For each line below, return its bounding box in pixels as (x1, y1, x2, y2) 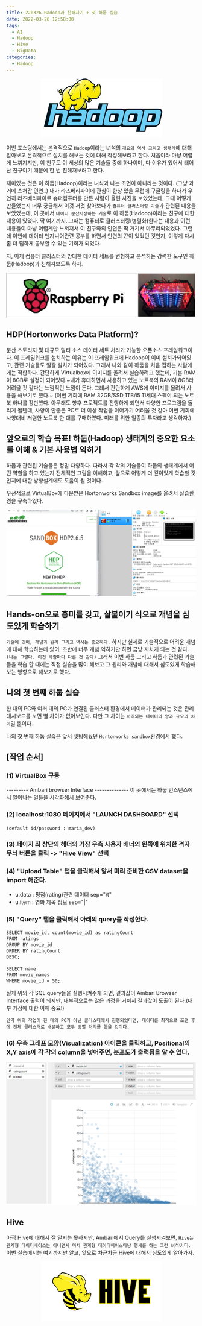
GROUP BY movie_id (6, 942, 52, 948)
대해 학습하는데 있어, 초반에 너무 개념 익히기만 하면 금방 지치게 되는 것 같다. (12, 645, 189, 652)
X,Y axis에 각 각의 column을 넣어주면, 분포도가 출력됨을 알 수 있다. (6, 1048, 190, 1056)
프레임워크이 (163, 346, 193, 353)
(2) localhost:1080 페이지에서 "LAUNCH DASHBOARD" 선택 (6, 810, 179, 819)
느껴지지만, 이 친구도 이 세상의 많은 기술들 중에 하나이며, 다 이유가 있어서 (12, 159, 183, 166)
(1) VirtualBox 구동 (6, 771, 60, 780)
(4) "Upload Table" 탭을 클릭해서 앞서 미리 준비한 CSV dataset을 (6, 867, 189, 876)
